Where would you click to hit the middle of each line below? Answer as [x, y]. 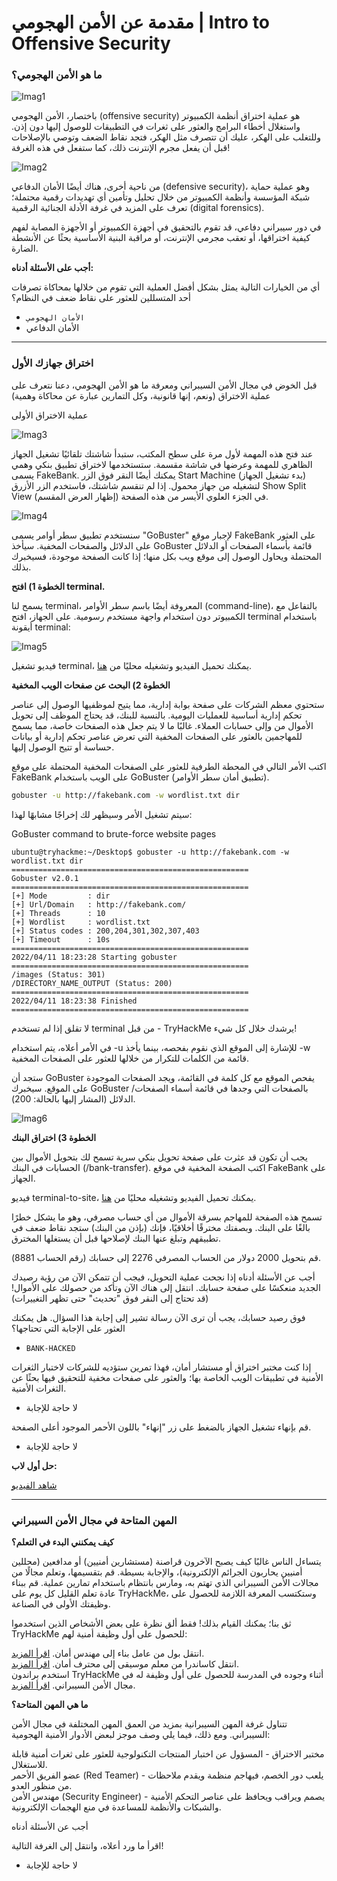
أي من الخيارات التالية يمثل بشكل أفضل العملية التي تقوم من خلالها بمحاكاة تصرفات [166, 287]
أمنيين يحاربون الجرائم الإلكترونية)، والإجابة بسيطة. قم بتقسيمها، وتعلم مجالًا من [157, 1572]
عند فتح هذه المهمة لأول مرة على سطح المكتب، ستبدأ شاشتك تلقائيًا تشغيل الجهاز [162, 453]
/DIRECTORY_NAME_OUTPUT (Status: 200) [92, 983]
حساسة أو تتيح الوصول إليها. [63, 747]
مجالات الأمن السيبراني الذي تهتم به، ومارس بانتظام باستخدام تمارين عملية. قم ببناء [165, 1582]
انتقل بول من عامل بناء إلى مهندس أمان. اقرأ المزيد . [108, 1653]
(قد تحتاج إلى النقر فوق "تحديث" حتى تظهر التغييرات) [110, 1298]
